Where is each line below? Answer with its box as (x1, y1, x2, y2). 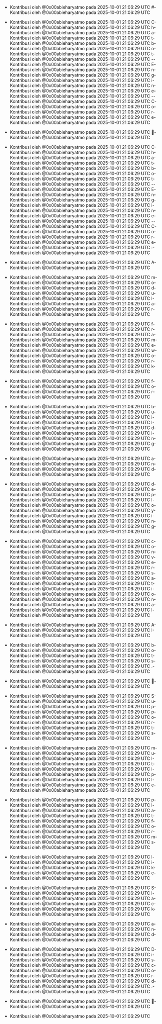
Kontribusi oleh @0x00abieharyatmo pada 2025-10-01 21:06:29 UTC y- (9, 507, 156, 513)
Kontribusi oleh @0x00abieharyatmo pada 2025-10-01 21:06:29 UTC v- (9, 554, 156, 560)
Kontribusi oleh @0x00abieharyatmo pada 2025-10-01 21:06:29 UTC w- (9, 348, 157, 353)
